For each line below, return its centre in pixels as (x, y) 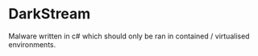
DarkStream (50, 14)
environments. (32, 44)
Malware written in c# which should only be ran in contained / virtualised (129, 36)
